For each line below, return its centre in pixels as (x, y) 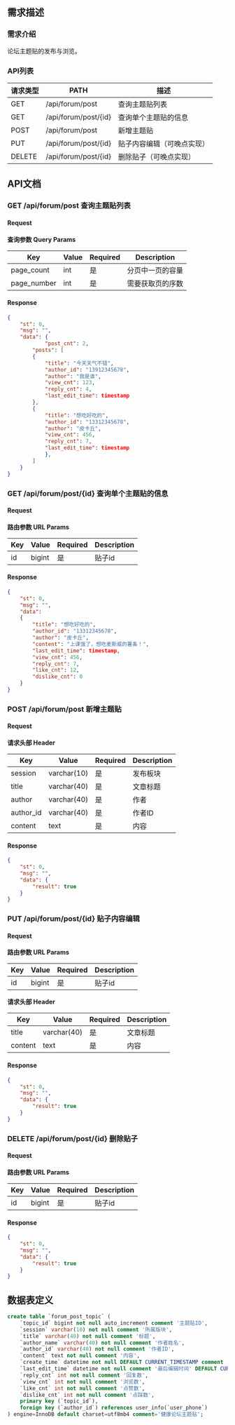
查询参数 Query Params (42, 239)
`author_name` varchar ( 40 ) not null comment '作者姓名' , (102, 1343)
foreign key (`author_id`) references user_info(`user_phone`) (114, 1408)
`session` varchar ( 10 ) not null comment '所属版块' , (96, 1330)
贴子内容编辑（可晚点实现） (164, 144)
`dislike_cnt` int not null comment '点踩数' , (87, 1395)
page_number (34, 283)
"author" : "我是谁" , (73, 376)
